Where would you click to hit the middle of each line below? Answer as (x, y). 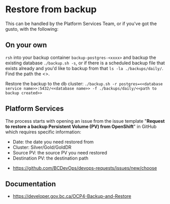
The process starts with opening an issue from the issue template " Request (85, 121)
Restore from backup (51, 9)
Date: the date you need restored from (53, 142)
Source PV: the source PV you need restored (60, 152)
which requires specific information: (43, 132)
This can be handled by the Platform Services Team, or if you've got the (81, 24)
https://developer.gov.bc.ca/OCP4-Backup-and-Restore (72, 196)
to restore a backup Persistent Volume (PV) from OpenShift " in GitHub (81, 126)
